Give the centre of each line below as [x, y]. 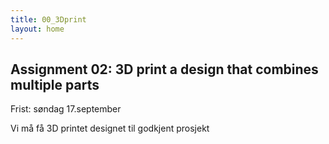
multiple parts [55, 84]
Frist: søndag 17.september [66, 109]
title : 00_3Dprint [48, 19]
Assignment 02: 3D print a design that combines [164, 69]
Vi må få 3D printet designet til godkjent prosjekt [110, 128]
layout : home [37, 29]
